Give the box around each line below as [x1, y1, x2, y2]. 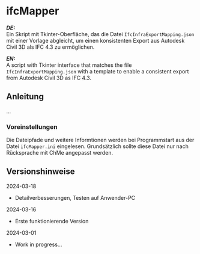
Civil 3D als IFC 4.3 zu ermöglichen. [6, 43, 95, 51]
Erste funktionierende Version [14, 217, 89, 225]
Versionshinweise [6, 167, 75, 177]
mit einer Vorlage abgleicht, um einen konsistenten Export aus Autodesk [6, 37, 185, 44]
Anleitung [6, 91, 44, 102]
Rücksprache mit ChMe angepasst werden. [6, 149, 114, 156]
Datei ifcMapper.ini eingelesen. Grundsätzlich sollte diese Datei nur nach [6, 143, 189, 150]
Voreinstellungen [6, 122, 58, 131]
